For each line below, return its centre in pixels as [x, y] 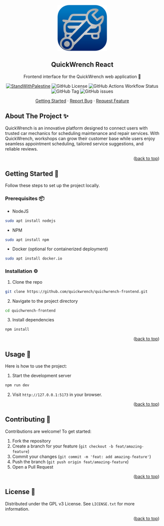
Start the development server [42, 376]
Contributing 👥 [28, 420]
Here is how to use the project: [36, 366]
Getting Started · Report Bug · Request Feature [82, 101]
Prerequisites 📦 [25, 199]
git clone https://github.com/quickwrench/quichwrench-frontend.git [76, 291]
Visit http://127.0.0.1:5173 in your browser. [57, 394]
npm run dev [17, 385]
